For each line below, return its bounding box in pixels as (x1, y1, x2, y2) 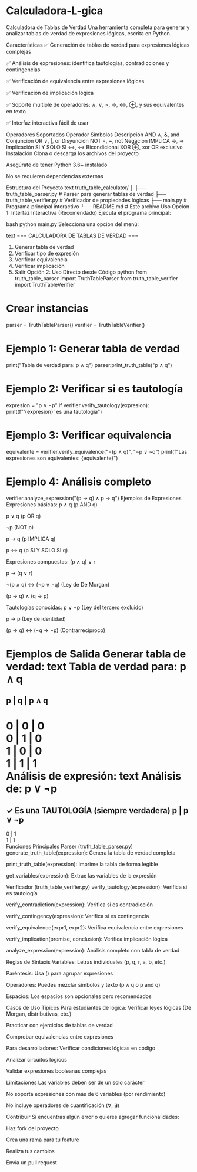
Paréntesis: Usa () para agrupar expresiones (6, 970, 113, 977)
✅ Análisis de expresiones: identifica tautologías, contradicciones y (6, 59, 169, 66)
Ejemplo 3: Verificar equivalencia (6, 428, 172, 442)
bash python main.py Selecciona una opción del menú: (6, 220, 139, 228)
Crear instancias (6, 302, 89, 315)
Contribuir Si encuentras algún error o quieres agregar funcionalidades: (6, 1114, 179, 1121)
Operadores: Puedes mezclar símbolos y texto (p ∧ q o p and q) (6, 981, 161, 988)
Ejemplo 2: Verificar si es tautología (6, 382, 183, 395)
